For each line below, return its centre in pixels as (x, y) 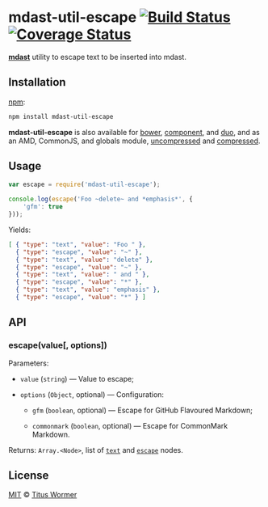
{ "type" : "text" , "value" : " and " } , (83, 275)
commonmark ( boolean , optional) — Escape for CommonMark (130, 425)
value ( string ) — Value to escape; (77, 378)
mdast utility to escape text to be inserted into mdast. (98, 57)
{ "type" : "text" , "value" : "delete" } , (84, 260)
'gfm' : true (43, 207)
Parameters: (29, 363)
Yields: (20, 230)
